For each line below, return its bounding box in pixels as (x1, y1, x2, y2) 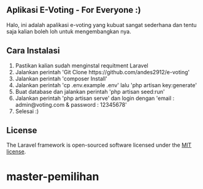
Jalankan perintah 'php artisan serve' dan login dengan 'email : (15, 94, 175, 102)
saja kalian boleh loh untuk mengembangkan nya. (6, 28, 132, 35)
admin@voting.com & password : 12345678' (15, 101, 128, 108)
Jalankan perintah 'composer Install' (15, 75, 107, 82)
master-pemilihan (6, 169, 99, 183)
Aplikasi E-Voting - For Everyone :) (6, 5, 141, 15)
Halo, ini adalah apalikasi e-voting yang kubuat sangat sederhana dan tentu (6, 21, 197, 28)
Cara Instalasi (6, 45, 60, 56)
